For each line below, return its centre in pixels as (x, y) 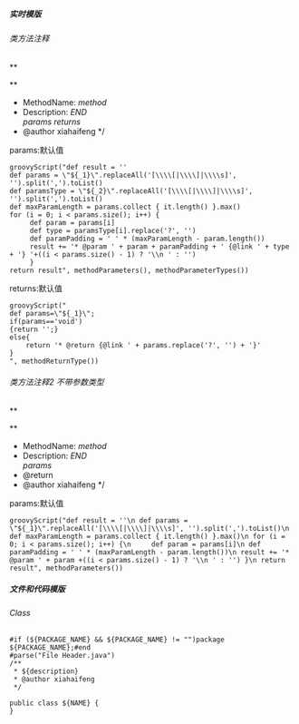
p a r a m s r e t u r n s (52, 122)
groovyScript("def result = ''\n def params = (99, 520)
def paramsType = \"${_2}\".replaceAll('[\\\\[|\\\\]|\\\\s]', (131, 191)
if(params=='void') (46, 321)
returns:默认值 (36, 288)
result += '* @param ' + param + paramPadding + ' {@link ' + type (159, 246)
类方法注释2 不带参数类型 (57, 382)
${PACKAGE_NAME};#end (50, 648)
